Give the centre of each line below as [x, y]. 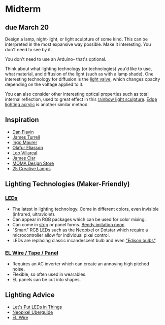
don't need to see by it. [29, 50]
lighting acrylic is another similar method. [47, 104]
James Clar [24, 158]
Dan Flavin [23, 132]
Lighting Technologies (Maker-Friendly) [67, 184]
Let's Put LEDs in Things [37, 307]
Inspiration [22, 120]
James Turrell [26, 137]
